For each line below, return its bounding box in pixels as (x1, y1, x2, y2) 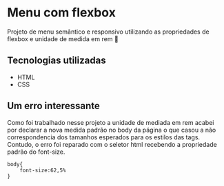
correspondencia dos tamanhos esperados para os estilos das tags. (7, 132, 201, 141)
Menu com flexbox (7, 5, 116, 21)
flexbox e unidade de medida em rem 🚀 (7, 34, 119, 43)
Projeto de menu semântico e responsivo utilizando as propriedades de (7, 27, 210, 36)
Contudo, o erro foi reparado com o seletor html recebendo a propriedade (7, 140, 217, 148)
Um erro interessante (7, 100, 100, 112)
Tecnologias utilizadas (7, 55, 106, 67)
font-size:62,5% (19, 167, 67, 174)
